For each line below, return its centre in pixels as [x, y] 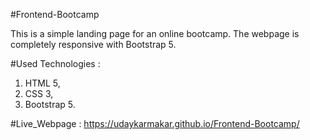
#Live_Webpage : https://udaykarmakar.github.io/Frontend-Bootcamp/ [155, 123]
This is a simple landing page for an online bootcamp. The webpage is [155, 33]
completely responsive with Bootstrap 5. [93, 44]
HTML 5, [42, 83]
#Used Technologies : [55, 63]
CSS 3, [39, 93]
